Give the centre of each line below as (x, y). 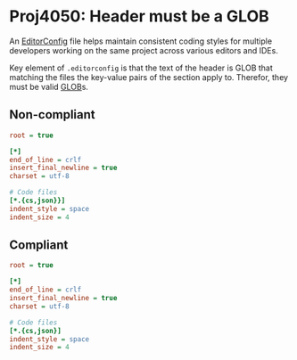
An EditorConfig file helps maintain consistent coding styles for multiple (141, 41)
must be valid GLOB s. (49, 86)
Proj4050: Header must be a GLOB (139, 16)
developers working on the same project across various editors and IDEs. (144, 50)
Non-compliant (52, 115)
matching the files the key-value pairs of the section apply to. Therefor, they (148, 77)
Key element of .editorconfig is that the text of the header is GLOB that (141, 68)
